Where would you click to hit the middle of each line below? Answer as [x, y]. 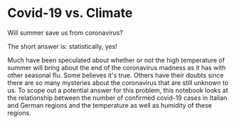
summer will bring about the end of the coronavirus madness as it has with [117, 67]
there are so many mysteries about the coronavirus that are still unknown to [118, 82]
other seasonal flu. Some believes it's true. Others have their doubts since [116, 75]
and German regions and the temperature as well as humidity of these [109, 105]
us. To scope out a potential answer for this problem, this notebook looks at [118, 90]
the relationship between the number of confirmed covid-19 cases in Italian [117, 98]
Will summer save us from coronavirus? [65, 33]
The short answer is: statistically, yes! [62, 46]
